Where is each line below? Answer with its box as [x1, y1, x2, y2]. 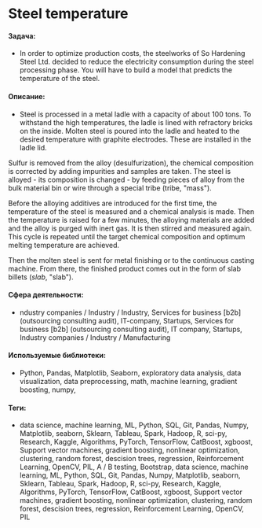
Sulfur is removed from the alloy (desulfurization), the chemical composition [8, 158, 253, 168]
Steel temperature [8, 5, 129, 23]
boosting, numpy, [19, 385, 76, 394]
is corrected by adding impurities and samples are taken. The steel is [8, 166, 231, 175]
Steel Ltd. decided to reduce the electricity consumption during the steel [19, 57, 254, 67]
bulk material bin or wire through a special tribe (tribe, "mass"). [8, 183, 212, 193]
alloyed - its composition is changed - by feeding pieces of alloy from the [8, 175, 245, 184]
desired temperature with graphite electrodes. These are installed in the [19, 135, 252, 144]
